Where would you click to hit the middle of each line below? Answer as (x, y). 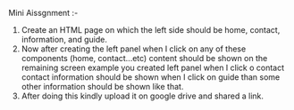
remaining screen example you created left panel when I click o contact (153, 67)
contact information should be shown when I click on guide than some (151, 77)
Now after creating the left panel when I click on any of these (134, 49)
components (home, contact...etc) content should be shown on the (144, 58)
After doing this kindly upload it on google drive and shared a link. (143, 96)
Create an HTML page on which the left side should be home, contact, (151, 30)
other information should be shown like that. (102, 86)
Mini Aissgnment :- (43, 13)
